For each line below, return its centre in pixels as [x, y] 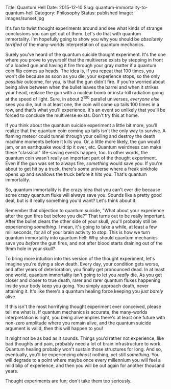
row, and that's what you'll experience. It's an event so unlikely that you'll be [86, 110]
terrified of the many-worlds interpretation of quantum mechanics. [75, 45]
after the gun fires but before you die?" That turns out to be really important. [86, 216]
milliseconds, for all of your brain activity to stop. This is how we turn [78, 232]
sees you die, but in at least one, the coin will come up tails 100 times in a [82, 104]
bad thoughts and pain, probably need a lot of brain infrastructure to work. [83, 343]
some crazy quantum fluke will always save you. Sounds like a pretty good [84, 195]
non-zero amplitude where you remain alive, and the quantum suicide [78, 323]
